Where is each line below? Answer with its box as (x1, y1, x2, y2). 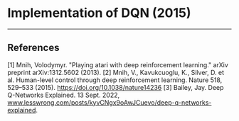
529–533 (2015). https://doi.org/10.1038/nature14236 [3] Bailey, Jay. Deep (7, 83, 224, 91)
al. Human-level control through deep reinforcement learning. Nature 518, (7, 76, 223, 84)
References (7, 42, 60, 54)
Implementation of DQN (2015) (7, 5, 191, 21)
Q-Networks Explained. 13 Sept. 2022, (7, 91, 120, 99)
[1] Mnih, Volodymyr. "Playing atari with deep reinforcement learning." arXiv (7, 60, 229, 69)
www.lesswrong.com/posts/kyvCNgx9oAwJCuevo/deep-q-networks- (7, 98, 212, 107)
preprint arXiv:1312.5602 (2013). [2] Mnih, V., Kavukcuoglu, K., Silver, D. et (7, 68, 225, 76)
